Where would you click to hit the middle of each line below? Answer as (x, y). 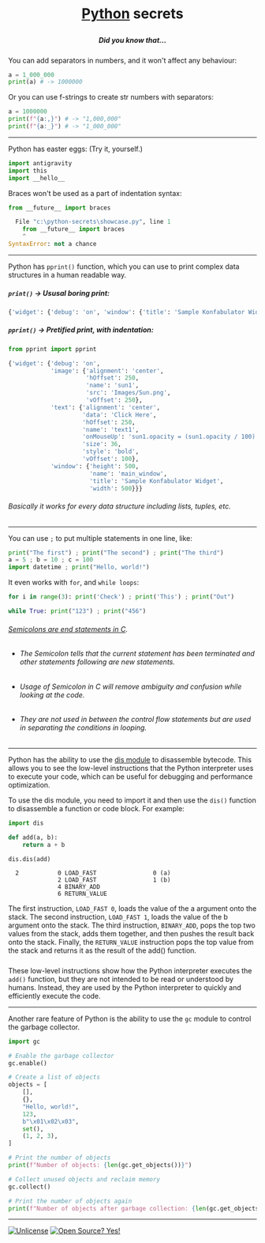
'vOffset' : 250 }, (114, 400)
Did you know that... (132, 40)
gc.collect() (30, 1187)
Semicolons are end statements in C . (68, 629)
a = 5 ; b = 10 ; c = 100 (50, 560)
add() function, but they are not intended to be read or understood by (121, 979)
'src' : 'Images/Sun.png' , (128, 393)
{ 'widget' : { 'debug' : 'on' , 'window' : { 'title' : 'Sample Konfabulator (127, 312)
